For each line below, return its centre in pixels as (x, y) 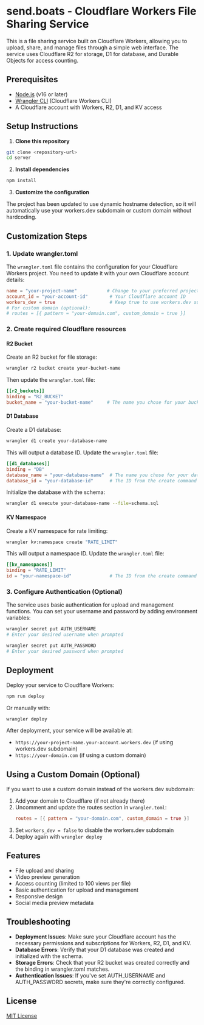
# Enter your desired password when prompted (65, 651)
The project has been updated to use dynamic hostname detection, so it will (101, 204)
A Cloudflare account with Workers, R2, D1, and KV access (88, 107)
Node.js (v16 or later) (41, 94)
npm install (21, 181)
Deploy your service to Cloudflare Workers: (60, 685)
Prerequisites (32, 79)
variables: (19, 618)
